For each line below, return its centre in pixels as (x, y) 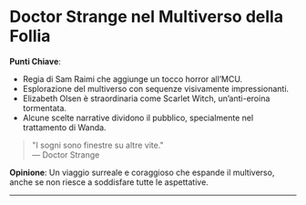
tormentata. (44, 108)
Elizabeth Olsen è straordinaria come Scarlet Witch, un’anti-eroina (146, 98)
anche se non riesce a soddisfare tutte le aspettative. (109, 182)
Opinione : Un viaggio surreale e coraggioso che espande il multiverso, (142, 172)
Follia (30, 36)
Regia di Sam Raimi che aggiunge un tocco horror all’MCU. (133, 78)
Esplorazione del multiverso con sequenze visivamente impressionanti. (156, 88)
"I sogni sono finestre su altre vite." (97, 145)
